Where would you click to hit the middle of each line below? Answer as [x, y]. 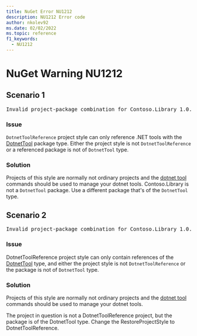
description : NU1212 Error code [46, 17]
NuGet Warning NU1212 [64, 74]
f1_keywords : [22, 39]
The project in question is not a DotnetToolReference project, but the [89, 315]
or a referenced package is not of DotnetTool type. [67, 150]
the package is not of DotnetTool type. [53, 269]
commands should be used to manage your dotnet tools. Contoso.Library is [98, 184]
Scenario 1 [26, 95]
